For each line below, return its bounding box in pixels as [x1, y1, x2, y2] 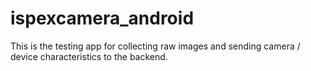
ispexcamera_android [10, 7, 195, 30]
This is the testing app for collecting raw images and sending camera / [10, 40, 301, 52]
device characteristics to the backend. [10, 50, 168, 62]
